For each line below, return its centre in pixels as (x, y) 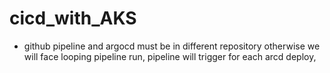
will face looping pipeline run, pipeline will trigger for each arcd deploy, (170, 56)
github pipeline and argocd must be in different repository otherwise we (172, 46)
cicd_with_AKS (73, 18)
